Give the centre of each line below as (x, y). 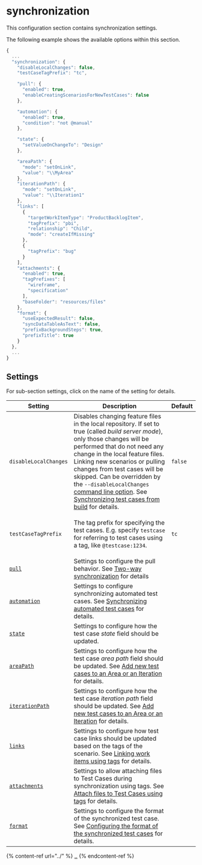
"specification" (48, 291)
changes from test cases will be (118, 469)
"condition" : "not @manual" (57, 123)
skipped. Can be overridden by (117, 477)
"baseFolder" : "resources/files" (64, 302)
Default (182, 406)
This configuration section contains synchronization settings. (82, 28)
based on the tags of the (108, 746)
